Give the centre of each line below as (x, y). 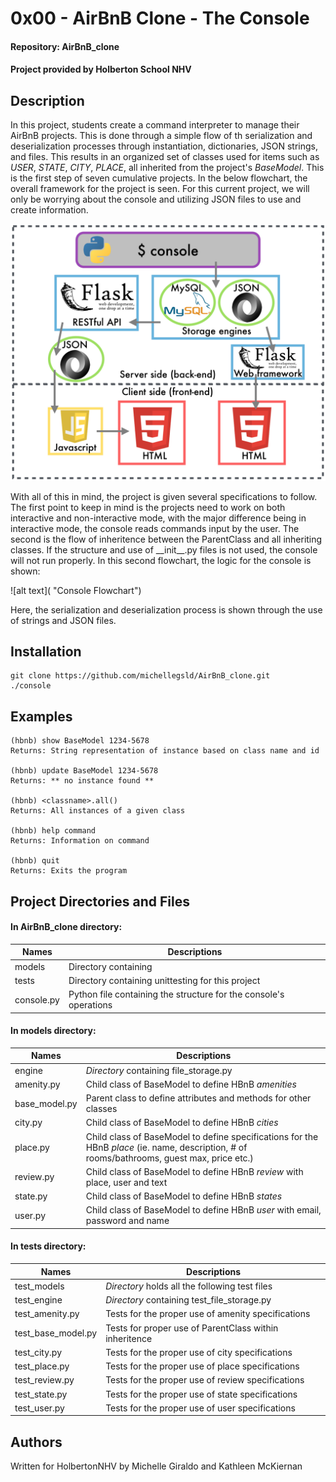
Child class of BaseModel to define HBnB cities (182, 1123)
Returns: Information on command (80, 841)
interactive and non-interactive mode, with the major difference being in (158, 518)
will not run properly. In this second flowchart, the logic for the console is (161, 560)
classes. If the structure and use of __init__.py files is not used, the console (164, 549)
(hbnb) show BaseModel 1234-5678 (80, 741)
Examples (41, 716)
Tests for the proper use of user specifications (200, 1408)
